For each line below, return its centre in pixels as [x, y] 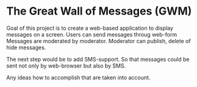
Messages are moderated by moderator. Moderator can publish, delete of [99, 41]
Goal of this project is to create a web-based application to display [90, 28]
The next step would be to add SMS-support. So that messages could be [98, 59]
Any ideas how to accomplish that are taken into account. [78, 77]
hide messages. [26, 47]
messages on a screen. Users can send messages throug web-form [92, 34]
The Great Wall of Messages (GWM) [99, 11]
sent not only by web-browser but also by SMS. [66, 66]
